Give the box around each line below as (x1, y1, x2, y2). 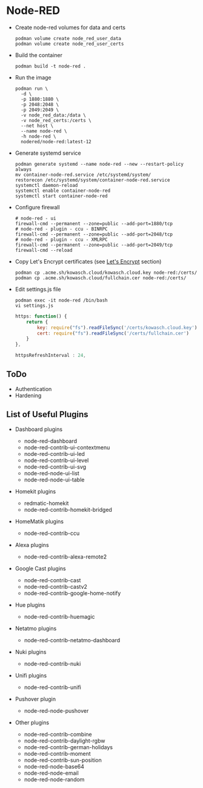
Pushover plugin (15, 695, 56, 702)
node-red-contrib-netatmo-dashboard (24, 636, 120, 644)
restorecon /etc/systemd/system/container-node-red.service (15, 177, 170, 183)
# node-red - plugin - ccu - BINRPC (15, 226, 108, 232)
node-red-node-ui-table (24, 476, 85, 483)
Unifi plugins (15, 671, 47, 679)
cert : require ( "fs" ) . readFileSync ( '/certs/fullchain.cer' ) (37, 330, 190, 336)
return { (26, 319, 48, 325)
